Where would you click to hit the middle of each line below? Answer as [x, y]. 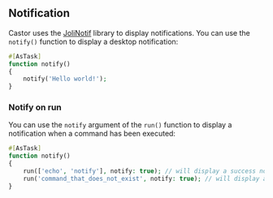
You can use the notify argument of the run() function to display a [120, 125]
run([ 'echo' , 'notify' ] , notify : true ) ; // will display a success [139, 171]
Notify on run [35, 107]
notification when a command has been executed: [92, 134]
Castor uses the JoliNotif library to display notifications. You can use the [129, 32]
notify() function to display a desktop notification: [93, 41]
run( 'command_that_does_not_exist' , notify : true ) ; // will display [141, 179]
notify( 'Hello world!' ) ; [65, 79]
